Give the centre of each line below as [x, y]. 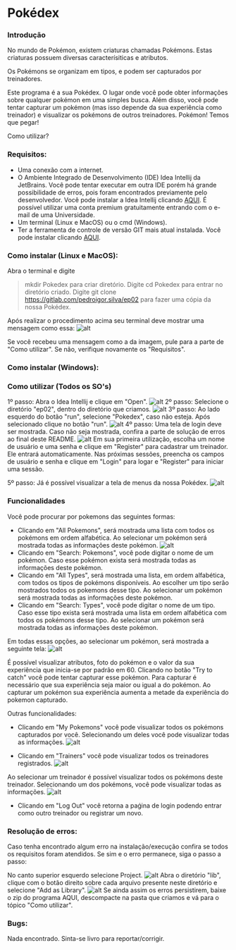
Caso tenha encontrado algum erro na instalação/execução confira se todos [118, 846]
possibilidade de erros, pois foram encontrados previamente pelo [112, 192]
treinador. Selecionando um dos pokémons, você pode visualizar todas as [114, 784]
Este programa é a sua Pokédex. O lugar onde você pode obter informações [118, 92]
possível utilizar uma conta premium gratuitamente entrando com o [115, 207]
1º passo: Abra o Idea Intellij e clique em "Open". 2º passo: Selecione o [118, 402]
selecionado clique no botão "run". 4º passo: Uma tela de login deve [114, 424]
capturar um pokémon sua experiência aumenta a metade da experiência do [118, 692]
